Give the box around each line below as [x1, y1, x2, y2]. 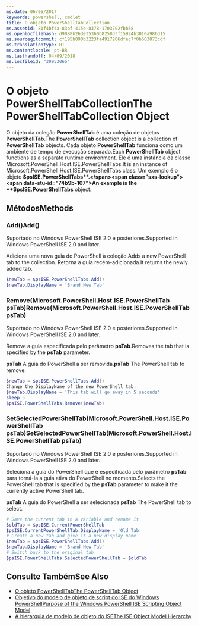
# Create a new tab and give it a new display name [6, 533, 136, 539]
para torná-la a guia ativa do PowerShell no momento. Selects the [6, 474, 165, 481]
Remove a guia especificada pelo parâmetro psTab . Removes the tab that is [6, 343, 190, 350]
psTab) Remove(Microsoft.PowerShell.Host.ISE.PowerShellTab [6, 303, 190, 312]
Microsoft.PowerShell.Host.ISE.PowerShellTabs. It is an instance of [6, 161, 168, 168]
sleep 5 [6, 395, 25, 400]
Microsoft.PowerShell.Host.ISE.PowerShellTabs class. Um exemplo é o [6, 167, 178, 174]
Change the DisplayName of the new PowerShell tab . [6, 384, 136, 390]
